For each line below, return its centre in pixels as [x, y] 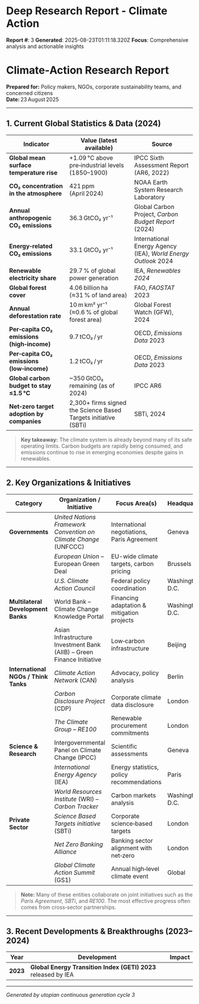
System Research [158, 189]
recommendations [136, 782]
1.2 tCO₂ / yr [86, 361]
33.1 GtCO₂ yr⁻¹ [91, 249]
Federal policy [131, 581]
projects [123, 620]
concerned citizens [30, 93]
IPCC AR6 [148, 385]
